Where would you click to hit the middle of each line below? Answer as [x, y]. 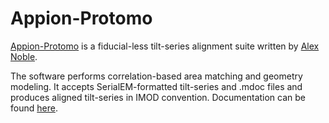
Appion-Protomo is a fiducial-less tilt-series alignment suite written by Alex [165, 46]
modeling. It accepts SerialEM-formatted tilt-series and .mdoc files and [156, 86]
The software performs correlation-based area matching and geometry [156, 76]
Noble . [24, 56]
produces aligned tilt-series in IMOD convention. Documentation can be [158, 97]
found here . [34, 108]
